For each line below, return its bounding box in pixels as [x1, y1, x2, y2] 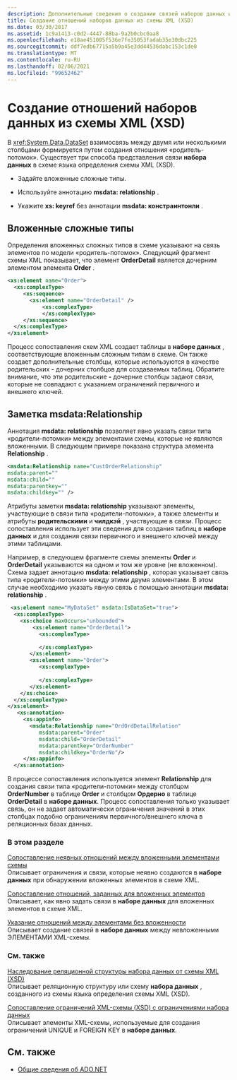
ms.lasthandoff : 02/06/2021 [7, 63, 90, 70]
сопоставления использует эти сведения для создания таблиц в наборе [7, 524, 226, 533]
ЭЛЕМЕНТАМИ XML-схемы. [7, 933, 91, 942]
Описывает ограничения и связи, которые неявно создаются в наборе [7, 868, 222, 877]
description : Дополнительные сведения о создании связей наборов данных [7, 10, 226, 18]
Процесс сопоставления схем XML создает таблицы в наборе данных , [7, 343, 224, 351]
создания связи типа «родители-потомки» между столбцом [7, 782, 189, 791]
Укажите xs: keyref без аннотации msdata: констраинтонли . [17, 202, 203, 210]
